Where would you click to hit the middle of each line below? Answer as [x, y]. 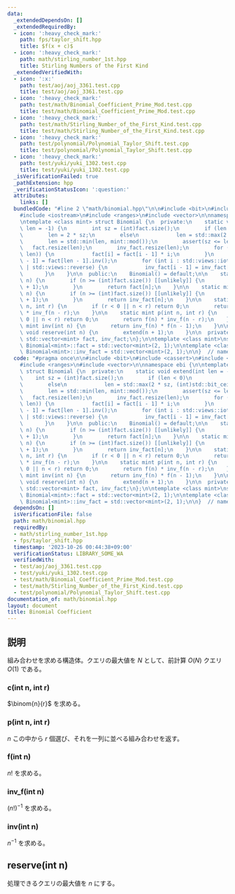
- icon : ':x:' [34, 79]
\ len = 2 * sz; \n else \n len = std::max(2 [123, 235]
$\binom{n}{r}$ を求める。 [46, 704]
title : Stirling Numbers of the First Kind [84, 66]
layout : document [33, 606]
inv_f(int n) [26, 791]
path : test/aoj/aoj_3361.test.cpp [70, 85]
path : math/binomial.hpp [50, 521]
